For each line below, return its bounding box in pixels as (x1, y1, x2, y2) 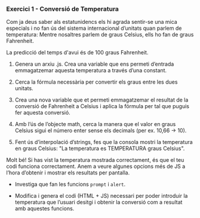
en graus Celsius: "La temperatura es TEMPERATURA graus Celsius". (14, 145, 185, 152)
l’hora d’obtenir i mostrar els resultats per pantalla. (6, 169, 130, 176)
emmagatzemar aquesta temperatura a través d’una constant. (14, 67, 167, 74)
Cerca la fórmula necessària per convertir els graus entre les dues (14, 78, 178, 85)
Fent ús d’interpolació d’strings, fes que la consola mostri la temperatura (14, 139, 193, 146)
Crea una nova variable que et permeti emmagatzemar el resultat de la (14, 96, 189, 103)
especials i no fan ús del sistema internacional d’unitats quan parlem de (6, 24, 182, 32)
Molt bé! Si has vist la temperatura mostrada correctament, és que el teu (6, 156, 184, 164)
